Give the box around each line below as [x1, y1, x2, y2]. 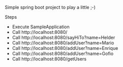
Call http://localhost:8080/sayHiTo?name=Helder [12, 35, 115, 40]
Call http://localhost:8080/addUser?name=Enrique [12, 45, 118, 51]
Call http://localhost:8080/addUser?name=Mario [12, 40, 114, 46]
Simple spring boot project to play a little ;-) [5, 5, 96, 10]
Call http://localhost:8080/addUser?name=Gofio [12, 50, 114, 56]
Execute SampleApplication [12, 24, 70, 30]
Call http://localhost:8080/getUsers [12, 56, 87, 62]
